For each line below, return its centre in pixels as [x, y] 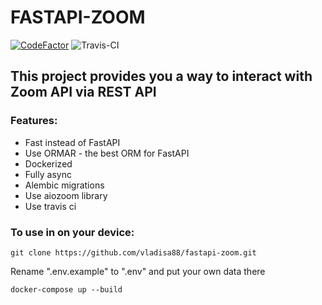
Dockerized [48, 163]
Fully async [48, 174]
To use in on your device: [72, 232]
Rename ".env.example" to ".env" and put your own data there [138, 271]
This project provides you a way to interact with [161, 76]
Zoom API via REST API [83, 92]
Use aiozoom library [66, 195]
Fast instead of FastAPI [72, 142]
